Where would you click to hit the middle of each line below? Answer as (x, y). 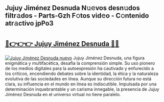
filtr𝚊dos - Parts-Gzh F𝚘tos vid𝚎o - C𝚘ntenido (77, 16)
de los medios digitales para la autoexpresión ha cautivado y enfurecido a (80, 68)
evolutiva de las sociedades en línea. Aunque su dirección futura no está (78, 79)
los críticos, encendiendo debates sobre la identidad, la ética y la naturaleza (82, 74)
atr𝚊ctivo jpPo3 (29, 23)
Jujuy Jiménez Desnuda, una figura (109, 58)
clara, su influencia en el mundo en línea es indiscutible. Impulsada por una (81, 84)
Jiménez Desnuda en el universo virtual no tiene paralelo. (63, 94)
